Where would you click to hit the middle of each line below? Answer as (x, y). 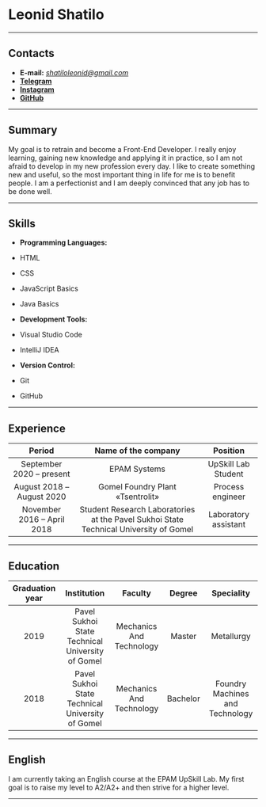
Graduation (34, 588)
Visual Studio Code (51, 335)
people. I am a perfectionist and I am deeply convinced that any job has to (129, 183)
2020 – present (42, 474)
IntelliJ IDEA (39, 350)
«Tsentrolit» (137, 497)
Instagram (37, 89)
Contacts (32, 53)
